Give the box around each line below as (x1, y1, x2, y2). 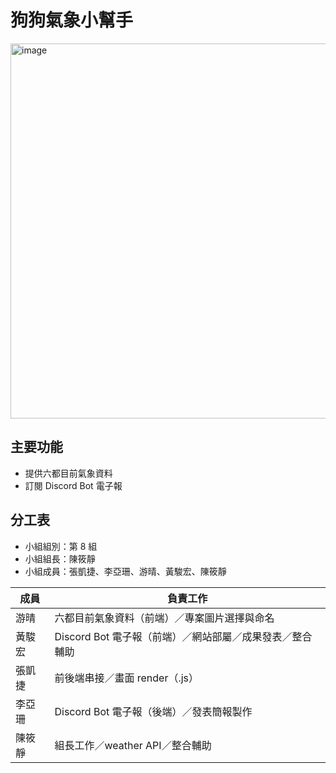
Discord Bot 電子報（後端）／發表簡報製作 (54, 704, 253, 718)
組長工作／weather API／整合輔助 (54, 738, 212, 752)
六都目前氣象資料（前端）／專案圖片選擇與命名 (54, 611, 275, 625)
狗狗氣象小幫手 (10, 9, 134, 32)
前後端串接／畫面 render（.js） (54, 671, 200, 685)
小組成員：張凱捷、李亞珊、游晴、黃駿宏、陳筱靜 (24, 565, 227, 577)
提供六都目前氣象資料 (24, 467, 113, 479)
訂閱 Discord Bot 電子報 (24, 479, 123, 491)
